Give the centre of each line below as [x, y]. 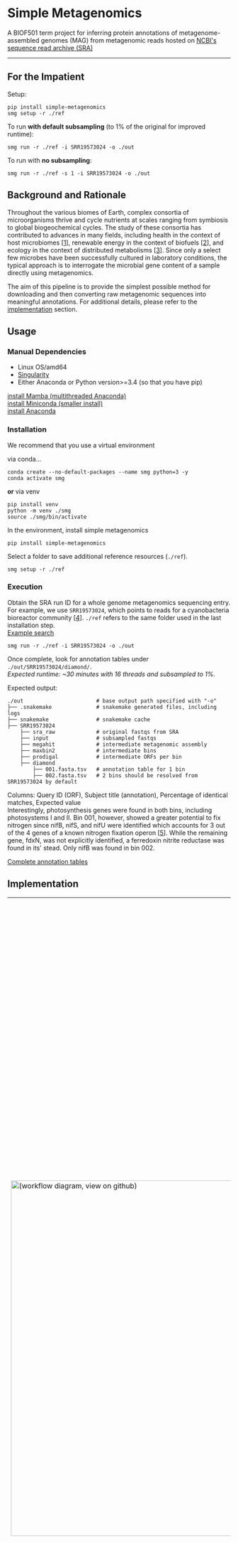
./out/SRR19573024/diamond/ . [50, 666]
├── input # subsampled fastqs [89, 738]
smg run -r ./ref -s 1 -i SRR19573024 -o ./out [79, 173]
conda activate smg [36, 478]
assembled [23, 40]
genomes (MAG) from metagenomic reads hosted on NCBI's [129, 40]
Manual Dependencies [47, 351]
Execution [25, 587]
